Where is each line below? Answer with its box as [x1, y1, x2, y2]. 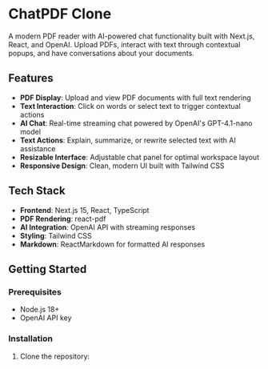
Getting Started [8, 262, 87, 276]
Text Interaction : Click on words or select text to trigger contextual [19, 101, 242, 110]
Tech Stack [8, 184, 66, 198]
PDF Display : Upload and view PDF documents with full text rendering [19, 93, 252, 102]
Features [8, 71, 54, 85]
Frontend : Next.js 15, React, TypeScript [19, 205, 150, 215]
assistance [19, 143, 56, 153]
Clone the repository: [19, 351, 90, 361]
